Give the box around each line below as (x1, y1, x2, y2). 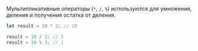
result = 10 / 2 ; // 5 (6, 34, 64, 40)
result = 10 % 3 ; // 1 (6, 39, 64, 46)
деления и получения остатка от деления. (6, 11, 116, 19)
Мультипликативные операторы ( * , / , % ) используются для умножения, (6, 5, 192, 12)
